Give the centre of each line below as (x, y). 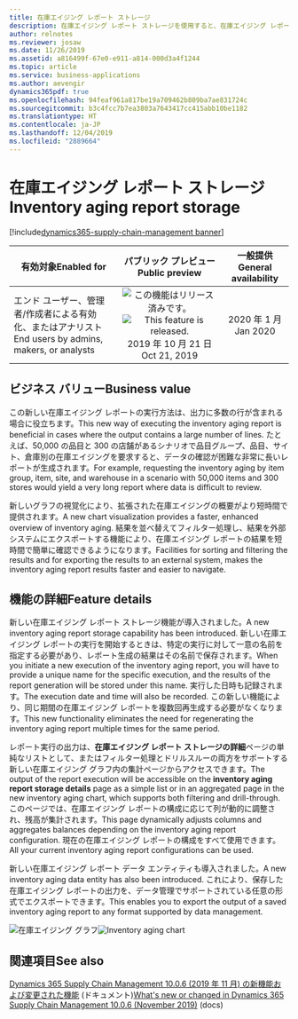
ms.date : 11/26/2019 (47, 51)
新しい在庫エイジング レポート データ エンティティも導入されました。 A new (148, 869)
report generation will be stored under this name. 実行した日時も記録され (142, 685)
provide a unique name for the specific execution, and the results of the (140, 675)
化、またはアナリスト (58, 327)
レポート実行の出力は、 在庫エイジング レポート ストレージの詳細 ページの (143, 747)
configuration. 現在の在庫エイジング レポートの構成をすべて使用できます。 (145, 841)
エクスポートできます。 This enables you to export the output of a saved (155, 902)
